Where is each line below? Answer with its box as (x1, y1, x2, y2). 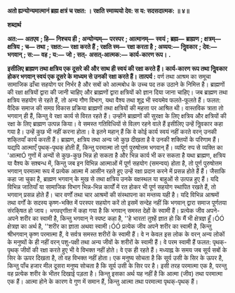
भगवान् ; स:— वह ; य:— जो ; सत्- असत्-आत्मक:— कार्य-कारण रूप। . (7, 50, 171, 59)
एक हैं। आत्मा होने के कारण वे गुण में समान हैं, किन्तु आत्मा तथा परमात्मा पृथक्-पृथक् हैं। (7, 278, 199, 285)
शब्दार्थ (7, 21, 22, 29)
